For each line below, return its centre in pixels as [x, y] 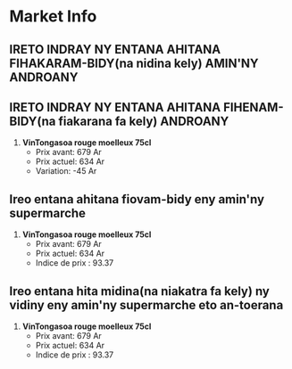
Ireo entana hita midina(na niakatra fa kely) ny [139, 291]
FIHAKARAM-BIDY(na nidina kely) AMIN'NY [134, 63]
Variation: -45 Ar [66, 171]
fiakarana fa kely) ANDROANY [143, 121]
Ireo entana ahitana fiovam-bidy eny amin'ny [137, 199]
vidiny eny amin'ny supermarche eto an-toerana [146, 305]
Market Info [53, 16]
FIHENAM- [253, 107]
